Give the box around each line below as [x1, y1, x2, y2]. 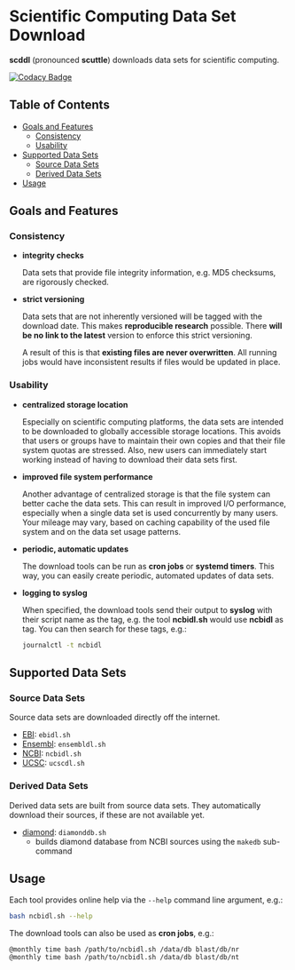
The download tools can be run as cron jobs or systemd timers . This [21, 561, 275, 571]
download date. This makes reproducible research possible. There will [21, 321, 283, 331]
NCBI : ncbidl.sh [21, 748, 82, 759]
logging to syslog [21, 587, 88, 598]
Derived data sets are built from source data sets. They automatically [9, 799, 261, 810]
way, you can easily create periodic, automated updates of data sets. [21, 570, 275, 581]
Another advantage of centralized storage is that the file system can [21, 489, 271, 499]
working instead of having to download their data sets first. [21, 454, 237, 465]
